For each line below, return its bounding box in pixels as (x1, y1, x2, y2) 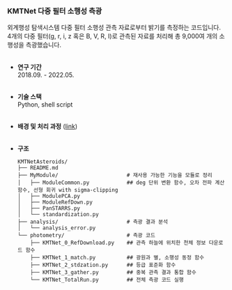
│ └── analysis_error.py (17, 224, 96, 231)
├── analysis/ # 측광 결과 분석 (17, 218, 169, 226)
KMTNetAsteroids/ (17, 158, 68, 165)
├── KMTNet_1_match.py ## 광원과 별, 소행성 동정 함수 (30, 254, 204, 261)
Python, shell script (17, 100, 73, 109)
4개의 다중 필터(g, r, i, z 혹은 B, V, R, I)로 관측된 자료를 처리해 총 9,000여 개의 (7, 32, 218, 40)
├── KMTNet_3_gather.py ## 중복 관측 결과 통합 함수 (30, 269, 196, 276)
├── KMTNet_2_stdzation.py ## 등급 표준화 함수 (30, 261, 176, 269)
